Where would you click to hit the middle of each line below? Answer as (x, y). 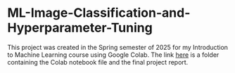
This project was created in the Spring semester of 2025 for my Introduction (118, 47)
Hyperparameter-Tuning (80, 28)
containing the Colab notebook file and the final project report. (98, 62)
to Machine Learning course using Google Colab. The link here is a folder (113, 55)
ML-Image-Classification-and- (99, 13)
